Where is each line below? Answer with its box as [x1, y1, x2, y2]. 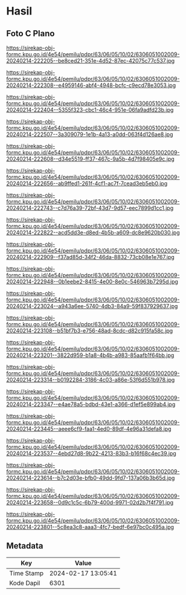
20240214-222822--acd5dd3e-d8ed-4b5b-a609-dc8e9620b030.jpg [6, 229, 180, 236]
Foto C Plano [6, 28, 55, 39]
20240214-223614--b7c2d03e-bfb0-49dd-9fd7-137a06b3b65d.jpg [6, 474, 175, 481]
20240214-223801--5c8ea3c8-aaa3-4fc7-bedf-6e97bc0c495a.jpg [6, 524, 174, 530]
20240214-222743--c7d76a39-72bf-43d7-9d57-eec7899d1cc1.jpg [6, 204, 174, 211]
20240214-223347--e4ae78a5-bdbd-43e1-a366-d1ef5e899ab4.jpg [6, 400, 176, 408]
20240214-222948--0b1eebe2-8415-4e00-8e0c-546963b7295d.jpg [6, 278, 178, 285]
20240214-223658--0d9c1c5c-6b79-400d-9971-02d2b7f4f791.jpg [6, 499, 174, 506]
